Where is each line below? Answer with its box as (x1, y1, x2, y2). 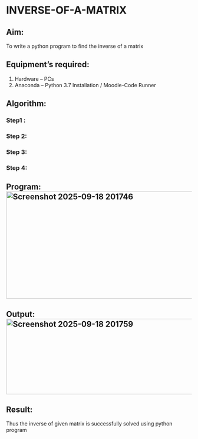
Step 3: (6, 148, 28, 156)
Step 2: (6, 132, 28, 140)
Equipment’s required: (6, 60, 90, 70)
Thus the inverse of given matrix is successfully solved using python (6, 420, 173, 427)
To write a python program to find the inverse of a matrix (6, 42, 144, 49)
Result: (6, 405, 33, 415)
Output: (6, 309, 35, 319)
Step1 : (6, 116, 26, 124)
